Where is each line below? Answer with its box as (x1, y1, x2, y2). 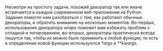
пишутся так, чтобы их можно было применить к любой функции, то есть (5, 35, 159, 41)
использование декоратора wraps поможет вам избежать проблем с (5, 25, 150, 31)
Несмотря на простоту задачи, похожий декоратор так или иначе (5, 4, 143, 10)
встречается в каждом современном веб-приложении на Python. (5, 9, 143, 15)
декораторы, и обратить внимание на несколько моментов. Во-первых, (5, 19, 156, 25)
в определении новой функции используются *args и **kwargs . (5, 40, 138, 46)
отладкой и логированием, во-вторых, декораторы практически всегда (5, 30, 155, 35)
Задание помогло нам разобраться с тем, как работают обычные (5, 15, 143, 20)
